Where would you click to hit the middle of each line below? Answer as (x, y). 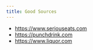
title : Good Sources (32, 11)
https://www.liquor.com (43, 41)
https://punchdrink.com (44, 34)
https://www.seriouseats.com (51, 28)
